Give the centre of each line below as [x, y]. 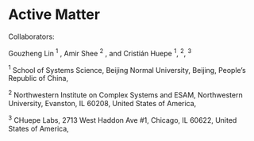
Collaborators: [31, 36]
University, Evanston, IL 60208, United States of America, [102, 103]
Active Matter [54, 15]
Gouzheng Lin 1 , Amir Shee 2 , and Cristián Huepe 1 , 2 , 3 [100, 52]
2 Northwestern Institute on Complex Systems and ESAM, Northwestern [126, 94]
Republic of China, [38, 78]
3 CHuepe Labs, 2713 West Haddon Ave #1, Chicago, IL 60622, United [123, 119]
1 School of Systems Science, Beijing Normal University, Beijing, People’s [127, 69]
